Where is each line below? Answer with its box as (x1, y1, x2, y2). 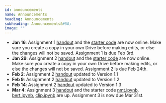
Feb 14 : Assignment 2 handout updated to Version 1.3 (11, 82, 122, 88)
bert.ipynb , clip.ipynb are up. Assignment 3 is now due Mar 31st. (11, 93, 144, 99)
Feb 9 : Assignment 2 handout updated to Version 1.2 (11, 77, 120, 83)
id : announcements (4, 7, 43, 12)
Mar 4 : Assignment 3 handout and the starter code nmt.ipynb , (11, 87, 139, 93)
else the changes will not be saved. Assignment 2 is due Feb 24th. (11, 66, 148, 72)
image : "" (4, 26, 25, 31)
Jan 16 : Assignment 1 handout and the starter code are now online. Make (11, 39, 162, 45)
